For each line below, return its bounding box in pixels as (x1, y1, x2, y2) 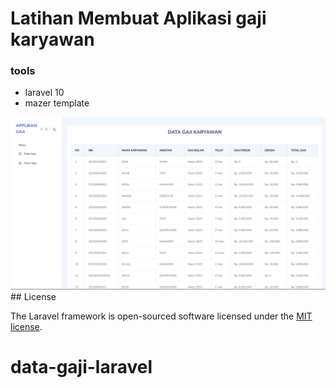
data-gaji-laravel (10, 356, 153, 379)
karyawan (10, 28, 95, 51)
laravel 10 (24, 87, 65, 99)
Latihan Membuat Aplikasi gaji (10, 7, 267, 30)
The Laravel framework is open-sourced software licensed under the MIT (10, 310, 313, 322)
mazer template (24, 97, 90, 109)
